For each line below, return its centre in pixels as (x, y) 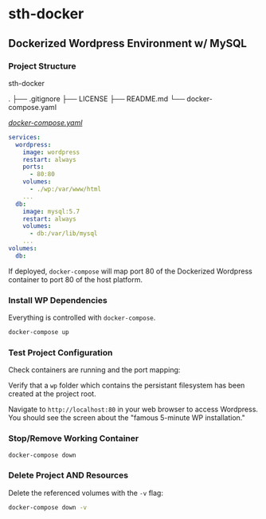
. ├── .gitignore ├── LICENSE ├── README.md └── (97, 98)
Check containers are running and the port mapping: (94, 370)
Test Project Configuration (61, 352)
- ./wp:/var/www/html (65, 189)
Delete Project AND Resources (68, 475)
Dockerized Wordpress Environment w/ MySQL (127, 43)
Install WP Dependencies (58, 300)
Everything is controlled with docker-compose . (82, 318)
